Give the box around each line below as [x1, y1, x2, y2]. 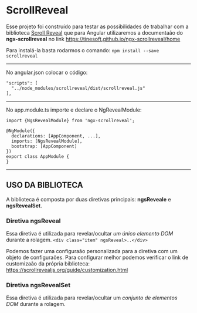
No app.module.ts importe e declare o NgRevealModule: [6, 106, 142, 113]
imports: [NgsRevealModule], [11, 138, 83, 144]
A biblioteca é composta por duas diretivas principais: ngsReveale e [6, 196, 171, 203]
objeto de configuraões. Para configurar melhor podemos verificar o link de [6, 254, 189, 261]
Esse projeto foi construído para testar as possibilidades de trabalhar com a [6, 23, 189, 30]
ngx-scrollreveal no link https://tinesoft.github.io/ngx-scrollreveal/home [6, 35, 181, 42]
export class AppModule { [6, 153, 69, 159]
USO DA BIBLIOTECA [6, 180, 83, 190]
